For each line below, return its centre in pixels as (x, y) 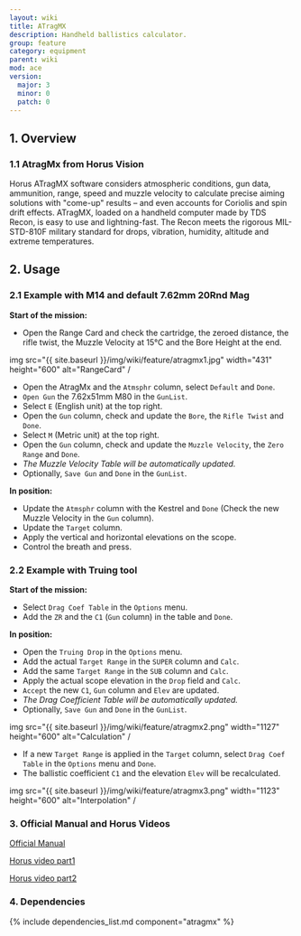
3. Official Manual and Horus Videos (90, 823)
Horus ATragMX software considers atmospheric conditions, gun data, (140, 184)
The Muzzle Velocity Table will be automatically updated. (129, 463)
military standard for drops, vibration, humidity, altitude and (159, 232)
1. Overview (43, 138)
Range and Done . (51, 454)
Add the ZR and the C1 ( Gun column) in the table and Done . (128, 617)
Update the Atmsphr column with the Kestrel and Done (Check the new (150, 508)
